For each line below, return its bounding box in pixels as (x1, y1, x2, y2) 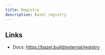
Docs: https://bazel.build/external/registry (12, 44, 100, 50)
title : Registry (5, 7, 39, 13)
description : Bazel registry (5, 12, 67, 17)
